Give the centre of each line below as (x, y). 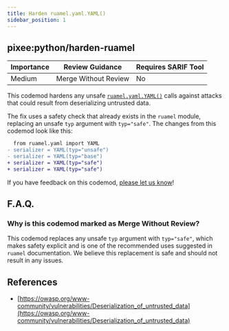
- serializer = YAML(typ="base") (55, 157)
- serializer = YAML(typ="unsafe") (58, 150)
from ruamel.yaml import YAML (56, 144)
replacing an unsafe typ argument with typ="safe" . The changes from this (112, 124)
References (32, 282)
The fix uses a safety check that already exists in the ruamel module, (104, 116)
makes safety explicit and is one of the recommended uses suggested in (110, 246)
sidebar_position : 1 (37, 20)
